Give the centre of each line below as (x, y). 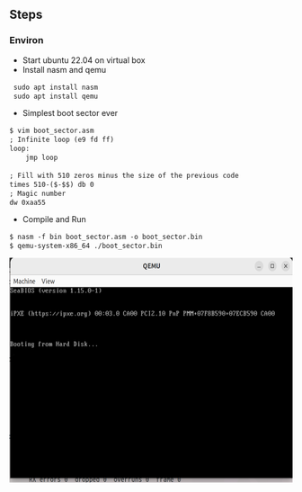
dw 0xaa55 (28, 202)
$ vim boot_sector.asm (52, 130)
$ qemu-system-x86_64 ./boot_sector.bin (86, 246)
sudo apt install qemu (56, 96)
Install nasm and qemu (64, 69)
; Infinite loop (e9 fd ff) (62, 139)
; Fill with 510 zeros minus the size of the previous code (124, 175)
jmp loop (42, 157)
